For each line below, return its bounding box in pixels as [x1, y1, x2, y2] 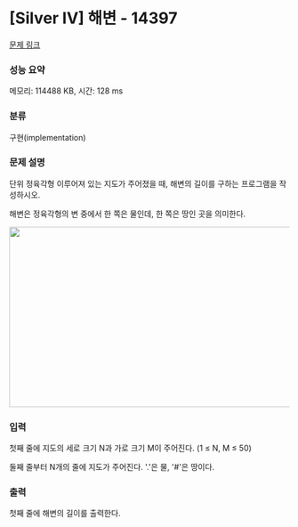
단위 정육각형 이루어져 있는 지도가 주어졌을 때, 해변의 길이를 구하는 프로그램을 [9, 178, 278, 189]
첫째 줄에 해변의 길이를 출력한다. [9, 508, 122, 519]
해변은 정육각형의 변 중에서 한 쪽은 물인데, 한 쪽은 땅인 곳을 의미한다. [9, 208, 246, 219]
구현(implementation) [9, 132, 86, 142]
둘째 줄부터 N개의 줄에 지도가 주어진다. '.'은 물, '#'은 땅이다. [9, 462, 215, 473]
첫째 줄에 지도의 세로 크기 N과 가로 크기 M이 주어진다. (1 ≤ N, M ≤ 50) [9, 442, 252, 454]
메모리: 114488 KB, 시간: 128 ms [9, 85, 124, 96]
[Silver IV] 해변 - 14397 [9, 8, 178, 28]
